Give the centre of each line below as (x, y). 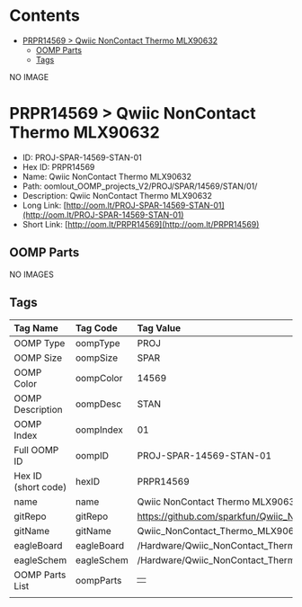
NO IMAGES (31, 274)
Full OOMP (36, 450)
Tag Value (159, 327)
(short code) (40, 486)
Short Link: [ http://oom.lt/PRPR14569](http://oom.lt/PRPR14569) (141, 224)
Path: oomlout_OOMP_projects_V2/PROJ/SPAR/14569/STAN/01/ (140, 186)
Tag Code (97, 327)
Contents (45, 16)
